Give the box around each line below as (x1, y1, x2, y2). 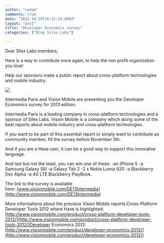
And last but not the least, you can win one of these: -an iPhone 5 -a (5, 161, 143, 167)
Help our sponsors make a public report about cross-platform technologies (5, 72, 157, 78)
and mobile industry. (5, 77, 47, 83)
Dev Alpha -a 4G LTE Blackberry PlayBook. (5, 171, 92, 177)
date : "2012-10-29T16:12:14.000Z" (5, 16, 76, 21)
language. (5, 151, 26, 157)
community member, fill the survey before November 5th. (5, 137, 121, 142)
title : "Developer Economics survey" (5, 26, 82, 31)
